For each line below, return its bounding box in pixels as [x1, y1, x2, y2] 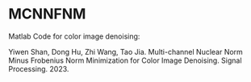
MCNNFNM [8, 5, 86, 23]
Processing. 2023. [8, 64, 69, 73]
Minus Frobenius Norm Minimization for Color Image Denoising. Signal [8, 55, 242, 65]
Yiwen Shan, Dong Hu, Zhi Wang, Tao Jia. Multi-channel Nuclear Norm [8, 47, 244, 56]
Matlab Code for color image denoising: [8, 31, 140, 41]
